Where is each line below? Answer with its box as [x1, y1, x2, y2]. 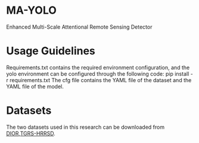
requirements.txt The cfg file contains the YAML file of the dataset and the [10, 76, 192, 83]
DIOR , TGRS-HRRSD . [6, 129, 55, 137]
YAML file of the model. [6, 83, 64, 90]
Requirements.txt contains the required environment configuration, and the [6, 64, 190, 71]
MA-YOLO [6, 4, 57, 17]
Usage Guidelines [6, 44, 95, 58]
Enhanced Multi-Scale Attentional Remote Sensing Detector [6, 23, 153, 30]
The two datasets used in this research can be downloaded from [6, 123, 165, 130]
